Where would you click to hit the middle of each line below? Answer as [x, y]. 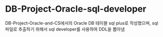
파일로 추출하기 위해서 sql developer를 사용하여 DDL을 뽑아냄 [65, 29]
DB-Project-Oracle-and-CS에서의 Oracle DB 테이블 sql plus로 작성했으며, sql [82, 23]
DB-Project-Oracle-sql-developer [76, 9]
